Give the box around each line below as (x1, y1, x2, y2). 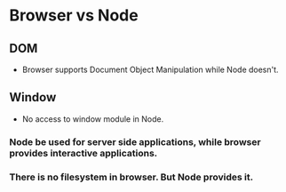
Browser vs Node (9, 5, 139, 26)
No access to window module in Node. (21, 113, 164, 124)
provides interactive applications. (9, 147, 158, 159)
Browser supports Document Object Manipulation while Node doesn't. (21, 64, 279, 75)
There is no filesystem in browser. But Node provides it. (9, 171, 254, 183)
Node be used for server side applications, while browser (9, 135, 261, 148)
